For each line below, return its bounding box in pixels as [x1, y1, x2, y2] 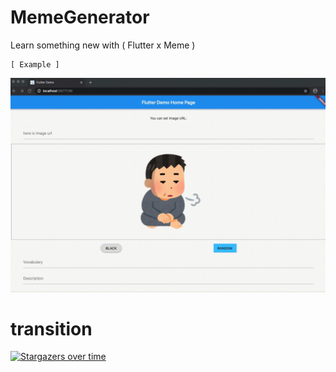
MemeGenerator [10, 6, 150, 29]
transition [10, 317, 93, 340]
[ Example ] [10, 59, 60, 70]
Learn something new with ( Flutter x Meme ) [10, 39, 196, 51]
